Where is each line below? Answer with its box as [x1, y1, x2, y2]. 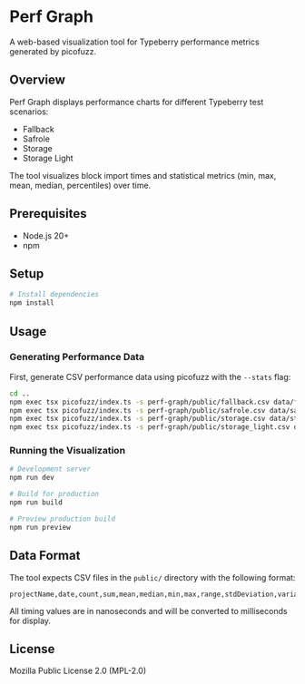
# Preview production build [9, 514, 116, 523]
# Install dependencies [9, 290, 100, 299]
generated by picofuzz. [9, 45, 97, 56]
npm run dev [9, 474, 54, 483]
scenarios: [9, 106, 49, 117]
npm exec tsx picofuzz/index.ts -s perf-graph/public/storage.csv [9, 415, 266, 424]
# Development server [9, 464, 92, 474]
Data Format [9, 548, 81, 563]
